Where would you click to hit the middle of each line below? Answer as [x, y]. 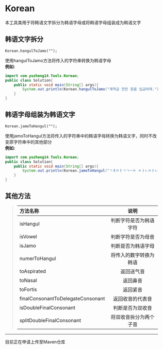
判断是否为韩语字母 [133, 246]
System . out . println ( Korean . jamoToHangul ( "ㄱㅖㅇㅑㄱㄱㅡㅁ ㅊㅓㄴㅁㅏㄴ [90, 171]
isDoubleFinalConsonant [47, 308]
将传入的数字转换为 [133, 255]
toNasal [28, 280]
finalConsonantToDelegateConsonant [62, 298]
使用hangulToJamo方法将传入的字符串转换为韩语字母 [58, 60]
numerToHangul [38, 258]
